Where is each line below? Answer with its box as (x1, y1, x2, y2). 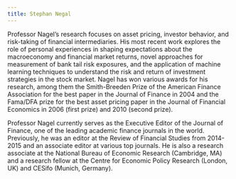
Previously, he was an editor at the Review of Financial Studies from (7, 134, 206, 142)
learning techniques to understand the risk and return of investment (7, 67, 206, 76)
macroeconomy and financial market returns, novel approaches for (7, 52, 203, 61)
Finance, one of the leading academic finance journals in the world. (7, 126, 205, 134)
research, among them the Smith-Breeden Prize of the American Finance (7, 82, 222, 91)
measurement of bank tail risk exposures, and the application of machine (7, 59, 221, 68)
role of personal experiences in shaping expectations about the (7, 45, 193, 53)
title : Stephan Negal (7, 10, 72, 18)
